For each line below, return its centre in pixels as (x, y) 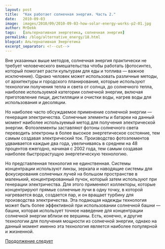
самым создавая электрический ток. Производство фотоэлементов (77, 138)
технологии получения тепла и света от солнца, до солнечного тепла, (79, 86)
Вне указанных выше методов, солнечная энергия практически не (76, 60)
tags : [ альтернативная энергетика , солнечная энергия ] (65, 33)
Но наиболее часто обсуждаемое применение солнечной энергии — (79, 112)
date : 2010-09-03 (25, 19)
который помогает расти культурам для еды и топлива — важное (75, 71)
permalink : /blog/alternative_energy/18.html (53, 37)
